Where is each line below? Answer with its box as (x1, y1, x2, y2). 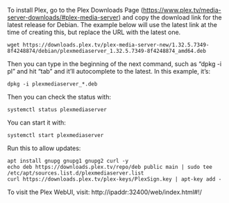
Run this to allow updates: (7, 144, 81, 152)
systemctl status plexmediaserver (7, 106, 108, 113)
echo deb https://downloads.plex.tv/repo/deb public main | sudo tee (7, 163, 213, 170)
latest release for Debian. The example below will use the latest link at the (7, 21, 217, 29)
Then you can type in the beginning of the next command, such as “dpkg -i (7, 60, 222, 68)
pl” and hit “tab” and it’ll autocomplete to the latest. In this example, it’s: (7, 67, 210, 75)
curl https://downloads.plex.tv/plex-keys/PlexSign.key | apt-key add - (7, 176, 222, 183)
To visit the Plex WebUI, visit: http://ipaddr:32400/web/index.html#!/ (7, 188, 203, 196)
